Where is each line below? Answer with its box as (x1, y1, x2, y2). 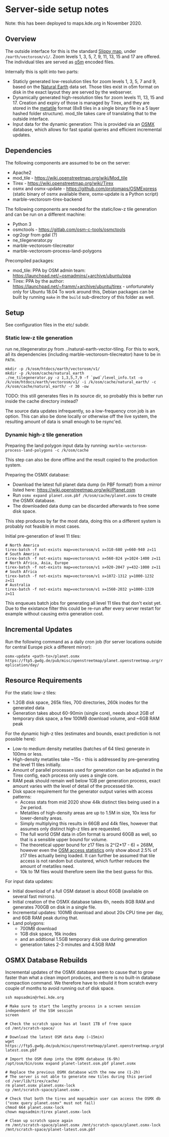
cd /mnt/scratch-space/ (5, 1026, 55, 1031)
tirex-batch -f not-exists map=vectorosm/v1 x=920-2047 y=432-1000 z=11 (5, 564, 161, 570)
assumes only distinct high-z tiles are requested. (20, 826, 121, 832)
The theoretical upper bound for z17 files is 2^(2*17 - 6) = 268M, (20, 842, 154, 848)
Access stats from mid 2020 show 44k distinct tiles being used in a (20, 799, 160, 805)
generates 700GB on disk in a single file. (12, 904, 97, 910)
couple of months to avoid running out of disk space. (5, 985, 115, 992)
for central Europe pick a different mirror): (5, 644, 92, 650)
